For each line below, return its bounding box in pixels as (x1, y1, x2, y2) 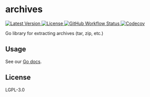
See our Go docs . (5, 58, 42, 64)
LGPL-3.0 (5, 86, 25, 92)
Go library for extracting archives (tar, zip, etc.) (5, 30, 104, 36)
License (5, 73, 31, 82)
